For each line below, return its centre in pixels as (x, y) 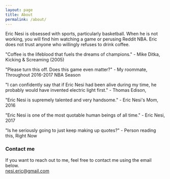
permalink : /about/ (26, 19)
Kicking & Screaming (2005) (35, 60)
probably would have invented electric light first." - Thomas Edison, (76, 90)
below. (12, 165)
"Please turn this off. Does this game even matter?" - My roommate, (76, 69)
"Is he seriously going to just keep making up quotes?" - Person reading (81, 130)
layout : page (19, 10)
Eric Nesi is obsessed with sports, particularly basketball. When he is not (82, 34)
